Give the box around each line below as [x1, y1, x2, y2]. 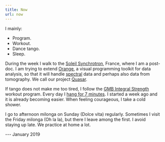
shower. [5, 101, 21, 107]
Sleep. [12, 50, 26, 57]
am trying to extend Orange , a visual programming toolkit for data [17, 65, 151, 72]
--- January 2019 [5, 131, 41, 137]
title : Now [5, 7, 28, 12]
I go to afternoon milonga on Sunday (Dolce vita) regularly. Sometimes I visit [5, 111, 160, 117]
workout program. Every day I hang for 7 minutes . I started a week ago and [5, 91, 158, 97]
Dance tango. [12, 46, 40, 51]
